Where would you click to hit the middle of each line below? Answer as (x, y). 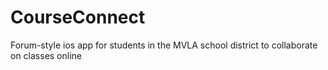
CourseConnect (78, 17)
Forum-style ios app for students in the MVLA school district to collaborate (164, 45)
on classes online (46, 55)
